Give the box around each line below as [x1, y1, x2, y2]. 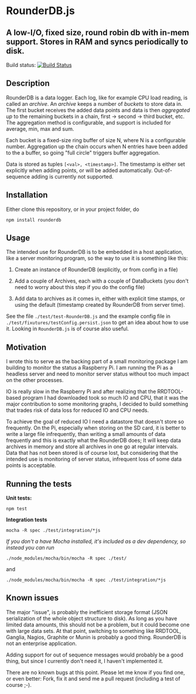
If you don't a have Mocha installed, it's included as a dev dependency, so [6, 538, 186, 545]
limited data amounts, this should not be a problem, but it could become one [6, 621, 190, 628]
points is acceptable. [6, 462, 57, 469]
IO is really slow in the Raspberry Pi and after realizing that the [6, 388, 156, 395]
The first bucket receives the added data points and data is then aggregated [6, 106, 190, 113]
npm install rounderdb [6, 217, 61, 223]
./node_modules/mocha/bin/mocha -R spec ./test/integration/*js [6, 577, 166, 583]
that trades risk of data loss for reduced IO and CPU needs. [6, 407, 149, 414]
